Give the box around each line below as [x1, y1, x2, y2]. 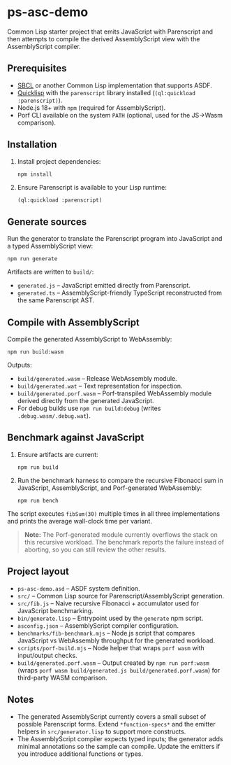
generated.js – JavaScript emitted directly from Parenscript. [17, 281, 191, 290]
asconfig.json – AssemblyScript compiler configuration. [17, 621, 179, 630]
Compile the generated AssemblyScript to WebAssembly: [7, 335, 172, 344]
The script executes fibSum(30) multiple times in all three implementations [7, 509, 221, 518]
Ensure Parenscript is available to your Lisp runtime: [17, 183, 167, 191]
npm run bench [17, 497, 59, 504]
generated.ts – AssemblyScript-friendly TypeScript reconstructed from [17, 288, 222, 297]
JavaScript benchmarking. [17, 606, 94, 615]
